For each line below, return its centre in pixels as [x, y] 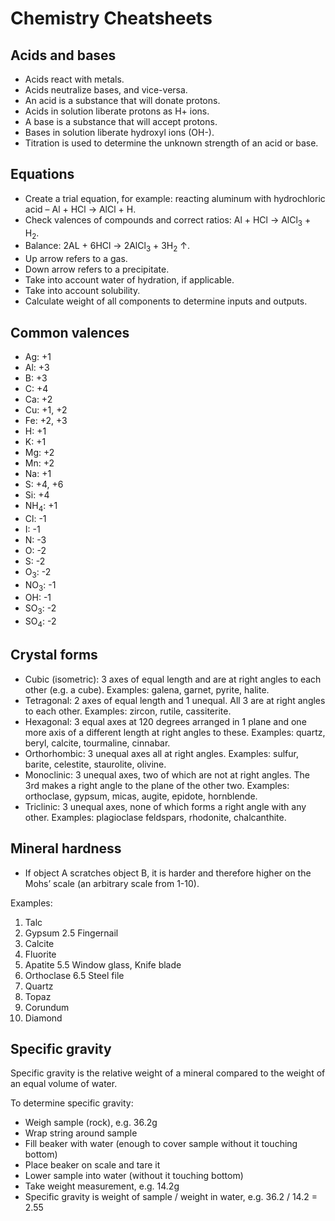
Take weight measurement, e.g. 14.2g [102, 1186]
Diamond [43, 1018]
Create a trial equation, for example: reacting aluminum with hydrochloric [175, 198]
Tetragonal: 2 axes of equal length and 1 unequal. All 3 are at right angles [175, 700]
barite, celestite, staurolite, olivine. [95, 764]
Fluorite [40, 954]
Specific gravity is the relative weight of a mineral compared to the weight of [168, 1073]
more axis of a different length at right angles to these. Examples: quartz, [175, 732]
